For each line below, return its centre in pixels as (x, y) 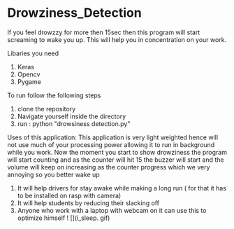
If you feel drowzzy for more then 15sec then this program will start (104, 32)
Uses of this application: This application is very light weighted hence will (113, 137)
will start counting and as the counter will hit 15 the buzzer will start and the (116, 160)
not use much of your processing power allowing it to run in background (111, 144)
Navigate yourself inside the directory (72, 116)
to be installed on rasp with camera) (69, 195)
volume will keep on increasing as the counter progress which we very (109, 167)
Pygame (29, 81)
